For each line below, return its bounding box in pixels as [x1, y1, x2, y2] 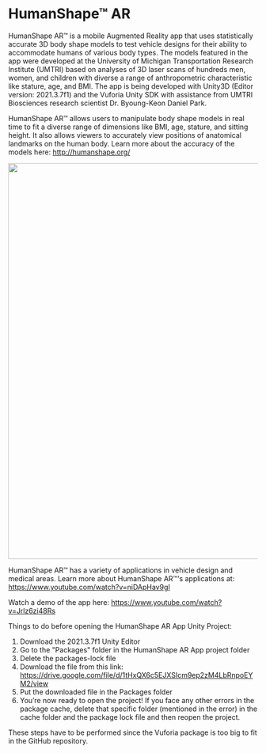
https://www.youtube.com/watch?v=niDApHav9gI [8, 582, 170, 591]
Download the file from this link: [19, 662, 124, 671]
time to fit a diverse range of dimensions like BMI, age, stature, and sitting [8, 122, 249, 131]
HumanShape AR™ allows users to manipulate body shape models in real [8, 113, 245, 123]
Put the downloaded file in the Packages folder [19, 686, 173, 697]
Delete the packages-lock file [19, 653, 116, 663]
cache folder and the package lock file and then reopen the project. [19, 712, 241, 721]
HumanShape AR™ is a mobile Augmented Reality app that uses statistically [8, 31, 253, 40]
